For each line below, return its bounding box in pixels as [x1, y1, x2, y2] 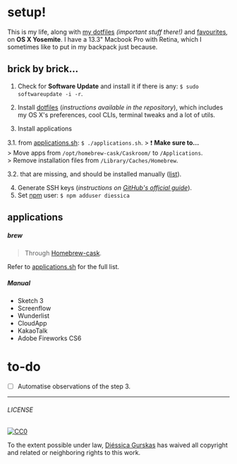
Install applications [17, 124, 73, 133]
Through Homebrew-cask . [24, 249, 102, 258]
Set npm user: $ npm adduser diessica [17, 191, 130, 199]
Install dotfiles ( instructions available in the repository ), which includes [17, 103, 224, 112]
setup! [7, 4, 47, 20]
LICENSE [7, 405, 34, 414]
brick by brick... [7, 63, 79, 75]
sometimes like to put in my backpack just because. [7, 42, 158, 51]
